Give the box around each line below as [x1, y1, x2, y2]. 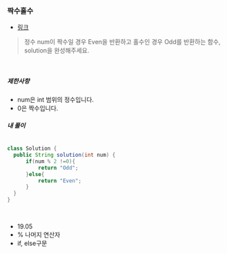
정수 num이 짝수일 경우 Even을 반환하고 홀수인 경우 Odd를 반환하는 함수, [23, 38, 221, 46]
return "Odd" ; [37, 164, 79, 171]
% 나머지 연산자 [17, 231, 61, 239]
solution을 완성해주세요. [23, 46, 90, 55]
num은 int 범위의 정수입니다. [17, 95, 95, 104]
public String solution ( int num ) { [13, 152, 116, 159]
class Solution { [7, 145, 57, 153]
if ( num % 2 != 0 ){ [25, 157, 76, 165]
